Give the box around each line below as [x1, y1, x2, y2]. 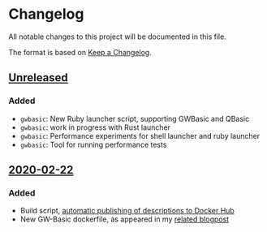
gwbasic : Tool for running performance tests [19, 140, 167, 149]
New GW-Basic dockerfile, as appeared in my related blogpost [19, 214, 230, 224]
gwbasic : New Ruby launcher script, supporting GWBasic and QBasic [19, 114, 250, 123]
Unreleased [8, 71, 69, 85]
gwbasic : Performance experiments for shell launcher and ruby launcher [19, 131, 261, 140]
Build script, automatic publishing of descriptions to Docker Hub [19, 206, 235, 216]
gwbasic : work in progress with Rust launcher [19, 122, 171, 132]
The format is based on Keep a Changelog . [8, 47, 152, 57]
